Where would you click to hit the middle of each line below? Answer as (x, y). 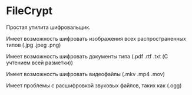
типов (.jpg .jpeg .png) (34, 45)
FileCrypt (29, 11)
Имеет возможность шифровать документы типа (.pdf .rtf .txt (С (87, 56)
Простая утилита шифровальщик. (48, 27)
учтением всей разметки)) (40, 63)
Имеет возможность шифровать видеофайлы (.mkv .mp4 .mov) (85, 74)
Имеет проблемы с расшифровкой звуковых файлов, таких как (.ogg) (94, 85)
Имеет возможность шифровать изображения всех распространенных (96, 38)
